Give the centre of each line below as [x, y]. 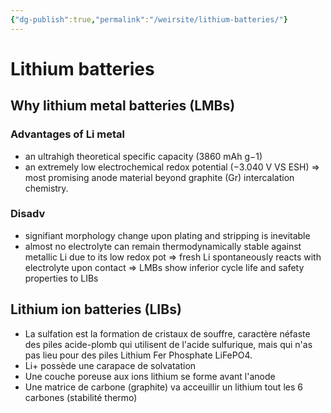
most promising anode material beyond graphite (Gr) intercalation [159, 177]
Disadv [28, 214]
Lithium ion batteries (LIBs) [96, 309]
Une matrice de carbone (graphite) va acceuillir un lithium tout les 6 [163, 387]
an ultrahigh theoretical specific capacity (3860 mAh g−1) [143, 156]
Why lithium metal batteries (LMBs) [123, 106]
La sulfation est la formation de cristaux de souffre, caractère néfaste [167, 333]
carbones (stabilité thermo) [81, 397]
